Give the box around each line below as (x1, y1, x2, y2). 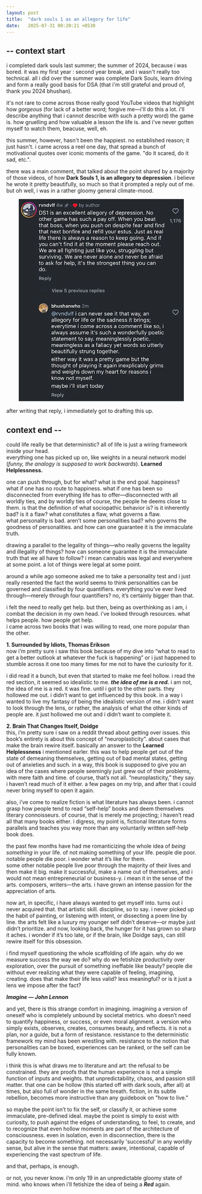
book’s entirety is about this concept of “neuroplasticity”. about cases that (6, 736, 190, 742)
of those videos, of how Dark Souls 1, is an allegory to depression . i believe (6, 174, 195, 182)
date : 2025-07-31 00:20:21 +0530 (6, 22, 96, 28)
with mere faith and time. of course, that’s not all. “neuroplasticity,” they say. (6, 774, 195, 781)
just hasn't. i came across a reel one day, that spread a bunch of (6, 143, 166, 151)
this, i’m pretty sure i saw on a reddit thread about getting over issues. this (6, 729, 191, 736)
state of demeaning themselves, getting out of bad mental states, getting (6, 754, 188, 762)
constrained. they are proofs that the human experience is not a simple (6, 1069, 182, 1075)
